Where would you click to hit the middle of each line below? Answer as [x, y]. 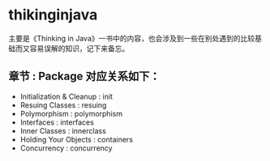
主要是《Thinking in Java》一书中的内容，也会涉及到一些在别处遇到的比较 [132, 38]
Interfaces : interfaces [57, 122]
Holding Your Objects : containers [77, 139]
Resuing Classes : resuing [63, 105]
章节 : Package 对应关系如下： [84, 76]
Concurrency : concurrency [66, 148]
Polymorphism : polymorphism [71, 113]
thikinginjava [53, 15]
